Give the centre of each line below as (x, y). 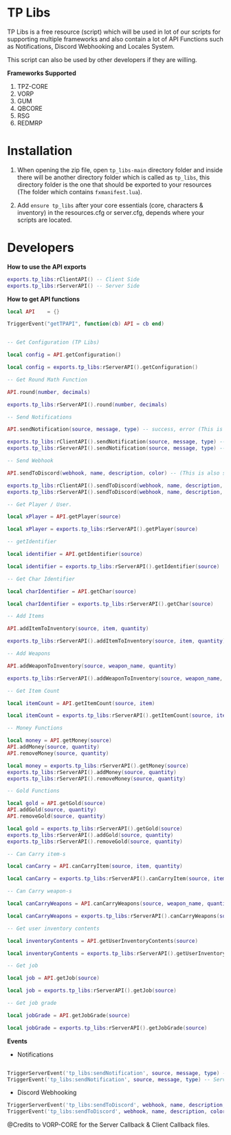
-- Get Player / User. (40, 504)
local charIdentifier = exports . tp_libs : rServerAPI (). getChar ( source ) (110, 604)
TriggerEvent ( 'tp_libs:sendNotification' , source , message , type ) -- (109, 1079)
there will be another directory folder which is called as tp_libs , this (113, 177)
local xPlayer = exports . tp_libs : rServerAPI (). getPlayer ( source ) (103, 529)
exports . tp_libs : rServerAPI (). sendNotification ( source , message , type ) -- (117, 448)
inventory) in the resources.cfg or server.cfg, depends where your (111, 212)
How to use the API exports (47, 267)
